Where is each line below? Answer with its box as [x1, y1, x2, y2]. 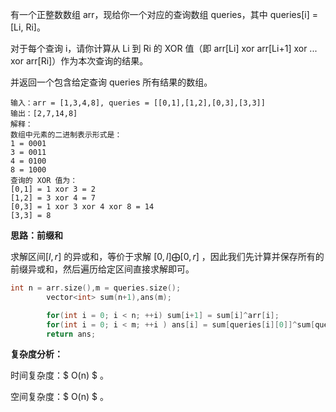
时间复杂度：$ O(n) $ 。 [10, 369, 109, 382]
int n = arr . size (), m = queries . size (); [10, 283, 182, 293]
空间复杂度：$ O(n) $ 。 [10, 391, 109, 403]
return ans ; [46, 329, 97, 339]
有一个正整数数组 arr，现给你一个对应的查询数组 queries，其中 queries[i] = [10, 9, 318, 20]
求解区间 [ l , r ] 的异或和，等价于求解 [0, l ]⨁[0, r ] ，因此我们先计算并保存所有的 [10, 251, 325, 262]
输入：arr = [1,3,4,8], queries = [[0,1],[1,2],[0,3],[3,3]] [10, 98, 266, 108]
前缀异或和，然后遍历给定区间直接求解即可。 [10, 263, 195, 275]
